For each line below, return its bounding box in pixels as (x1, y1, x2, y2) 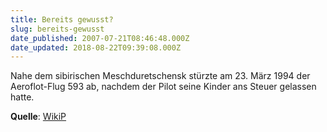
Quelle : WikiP (10, 111, 67, 123)
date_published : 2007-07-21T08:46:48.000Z (10, 33, 190, 43)
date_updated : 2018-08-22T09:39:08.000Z (10, 42, 182, 53)
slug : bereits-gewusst (10, 24, 105, 34)
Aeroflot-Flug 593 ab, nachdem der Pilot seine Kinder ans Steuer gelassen (10, 81, 317, 93)
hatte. (10, 91, 35, 103)
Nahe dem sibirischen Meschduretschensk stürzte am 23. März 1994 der (10, 70, 311, 82)
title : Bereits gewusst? (10, 14, 114, 25)
